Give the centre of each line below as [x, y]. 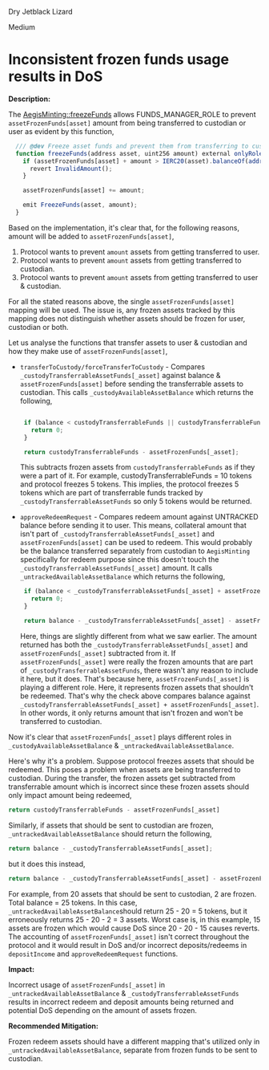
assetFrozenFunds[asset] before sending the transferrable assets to [132, 384]
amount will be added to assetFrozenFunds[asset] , [91, 236]
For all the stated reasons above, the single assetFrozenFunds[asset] [121, 301]
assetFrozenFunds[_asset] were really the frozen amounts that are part [137, 661]
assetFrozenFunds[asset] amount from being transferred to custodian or [127, 123]
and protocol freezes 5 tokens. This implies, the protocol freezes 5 [129, 484]
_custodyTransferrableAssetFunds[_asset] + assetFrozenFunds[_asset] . [139, 704]
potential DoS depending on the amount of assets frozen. [103, 1010]
